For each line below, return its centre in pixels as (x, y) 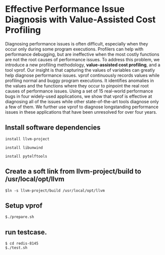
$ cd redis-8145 (22, 244)
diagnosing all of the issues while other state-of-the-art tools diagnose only (82, 101)
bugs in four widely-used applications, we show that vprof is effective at (79, 96)
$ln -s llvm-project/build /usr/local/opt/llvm (55, 191)
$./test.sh (16, 248)
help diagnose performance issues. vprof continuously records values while (82, 75)
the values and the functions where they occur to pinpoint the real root (77, 85)
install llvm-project (27, 139)
